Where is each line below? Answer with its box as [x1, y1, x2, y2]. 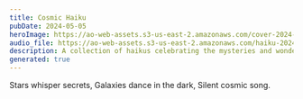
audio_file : [9, 38, 54, 48]
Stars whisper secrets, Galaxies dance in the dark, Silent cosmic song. [9, 80, 271, 90]
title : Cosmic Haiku [9, 13, 87, 22]
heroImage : [9, 30, 50, 39]
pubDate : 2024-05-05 [9, 22, 87, 31]
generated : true [9, 55, 70, 64]
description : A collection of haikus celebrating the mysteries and [9, 47, 272, 56]
